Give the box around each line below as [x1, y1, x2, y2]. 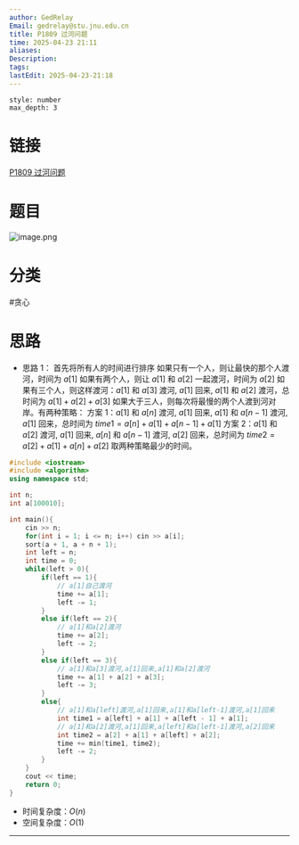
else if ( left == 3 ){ [41, 656, 117, 665]
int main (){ [9, 514, 53, 524]
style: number [9, 95, 62, 104]
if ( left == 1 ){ [41, 573, 98, 582]
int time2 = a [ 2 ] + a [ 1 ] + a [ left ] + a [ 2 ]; [56, 730, 221, 740]
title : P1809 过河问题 [9, 29, 88, 38]
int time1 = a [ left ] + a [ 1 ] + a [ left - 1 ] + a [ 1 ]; [56, 714, 249, 723]
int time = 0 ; [25, 556, 77, 566]
